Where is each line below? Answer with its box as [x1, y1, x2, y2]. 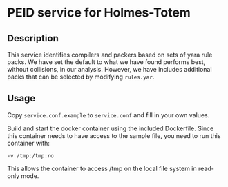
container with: [7, 139, 50, 147]
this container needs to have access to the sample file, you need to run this [7, 131, 221, 139]
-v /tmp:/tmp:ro [7, 152, 54, 159]
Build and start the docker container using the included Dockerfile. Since [7, 124, 214, 132]
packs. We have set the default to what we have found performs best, [7, 58, 206, 66]
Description [7, 32, 59, 44]
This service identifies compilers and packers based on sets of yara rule [7, 50, 213, 59]
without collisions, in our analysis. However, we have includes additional [7, 66, 212, 73]
